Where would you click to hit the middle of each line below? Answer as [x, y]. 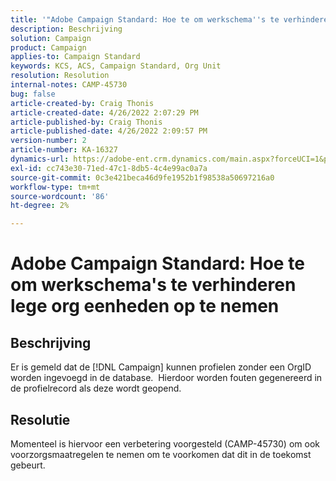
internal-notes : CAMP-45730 [69, 85]
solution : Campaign [51, 38]
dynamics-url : [40, 159]
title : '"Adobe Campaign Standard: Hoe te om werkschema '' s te [145, 19]
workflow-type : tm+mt [55, 187]
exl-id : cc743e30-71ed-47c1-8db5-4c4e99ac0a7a [109, 168]
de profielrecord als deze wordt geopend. [96, 388]
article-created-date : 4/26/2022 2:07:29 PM [104, 112]
